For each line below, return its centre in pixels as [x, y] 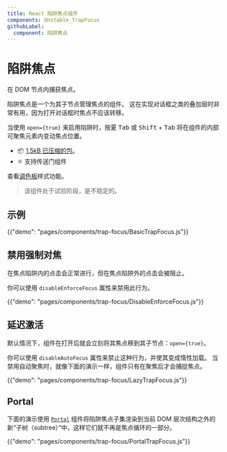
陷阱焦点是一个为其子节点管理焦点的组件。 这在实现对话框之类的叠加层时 [110, 104]
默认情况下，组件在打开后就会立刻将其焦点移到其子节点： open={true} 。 [108, 343]
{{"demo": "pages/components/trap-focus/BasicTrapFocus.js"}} [98, 232]
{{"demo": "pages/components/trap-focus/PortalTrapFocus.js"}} [99, 442]
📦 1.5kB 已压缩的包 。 [48, 151]
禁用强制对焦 [34, 255]
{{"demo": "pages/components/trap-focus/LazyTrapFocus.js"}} [97, 380]
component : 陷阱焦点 [41, 33]
